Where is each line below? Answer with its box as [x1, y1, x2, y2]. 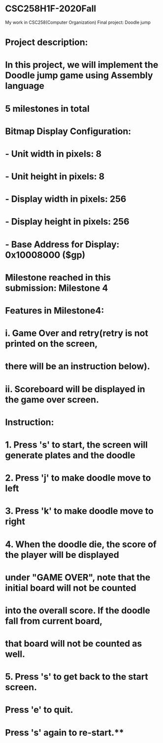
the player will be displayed [5, 549, 119, 560]
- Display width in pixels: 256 [5, 193, 127, 205]
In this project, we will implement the [5, 59, 159, 71]
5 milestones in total [5, 103, 90, 114]
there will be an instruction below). [5, 361, 150, 372]
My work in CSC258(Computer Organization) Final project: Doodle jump [5, 19, 151, 25]
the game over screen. [5, 394, 99, 405]
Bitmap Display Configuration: [5, 126, 131, 137]
